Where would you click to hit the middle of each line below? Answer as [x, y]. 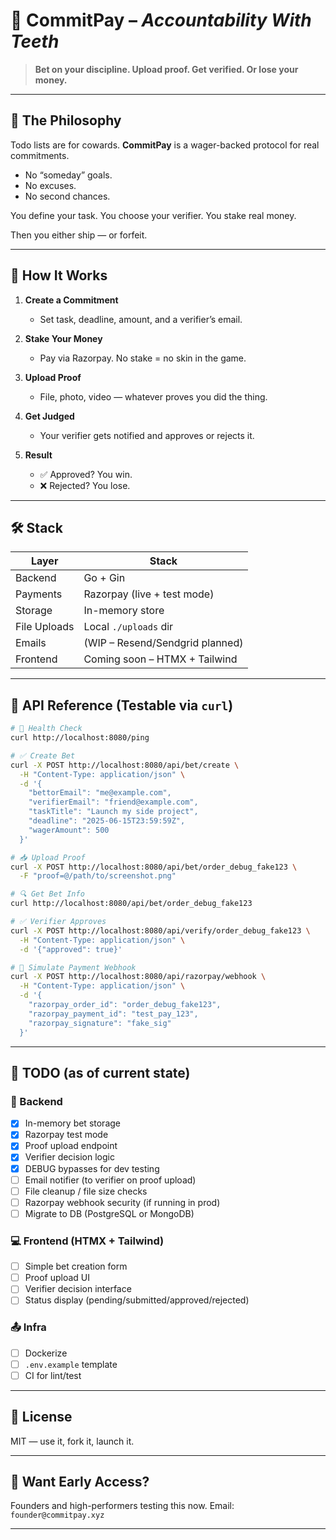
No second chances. [67, 196]
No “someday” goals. [68, 175]
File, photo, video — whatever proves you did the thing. [153, 396]
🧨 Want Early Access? [80, 1482]
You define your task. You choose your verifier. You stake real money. [153, 215]
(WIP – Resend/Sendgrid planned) [163, 643]
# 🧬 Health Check [46, 729]
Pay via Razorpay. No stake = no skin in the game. [143, 358]
